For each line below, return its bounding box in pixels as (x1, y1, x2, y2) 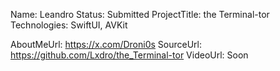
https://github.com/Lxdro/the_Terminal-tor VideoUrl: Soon (10, 49, 249, 61)
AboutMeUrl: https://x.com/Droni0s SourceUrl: (10, 39, 203, 50)
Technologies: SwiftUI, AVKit (10, 19, 128, 31)
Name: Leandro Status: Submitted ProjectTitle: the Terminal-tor (10, 9, 270, 20)
